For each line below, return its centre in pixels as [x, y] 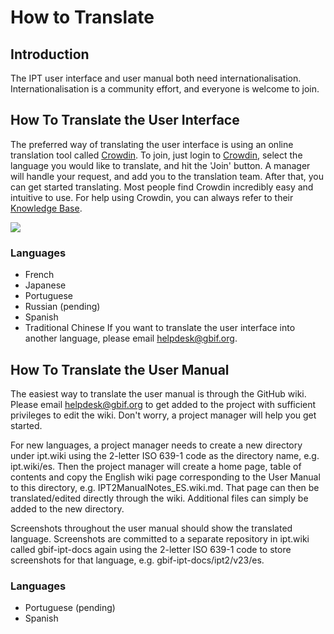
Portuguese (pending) [70, 608]
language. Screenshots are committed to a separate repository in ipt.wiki [160, 538]
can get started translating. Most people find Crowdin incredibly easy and [162, 187]
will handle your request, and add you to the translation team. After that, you [167, 176]
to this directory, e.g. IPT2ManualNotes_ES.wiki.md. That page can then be [165, 487]
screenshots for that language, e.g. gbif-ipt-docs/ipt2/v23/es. [137, 560]
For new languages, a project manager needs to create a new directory [156, 445]
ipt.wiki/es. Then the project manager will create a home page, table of [156, 466]
